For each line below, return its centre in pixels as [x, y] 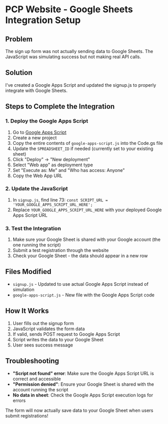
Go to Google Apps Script [39, 132]
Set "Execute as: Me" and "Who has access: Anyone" [69, 170]
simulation [23, 289]
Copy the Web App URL [37, 176]
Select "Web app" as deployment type [53, 165]
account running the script [40, 389]
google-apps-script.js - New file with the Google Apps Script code [83, 295]
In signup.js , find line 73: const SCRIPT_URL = [60, 199]
